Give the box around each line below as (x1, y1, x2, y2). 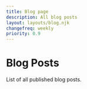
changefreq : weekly (6, 25, 54, 31)
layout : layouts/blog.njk (6, 20, 69, 26)
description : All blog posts (6, 14, 78, 20)
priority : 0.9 (6, 31, 41, 37)
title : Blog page (6, 8, 49, 15)
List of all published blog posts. (6, 76, 82, 83)
